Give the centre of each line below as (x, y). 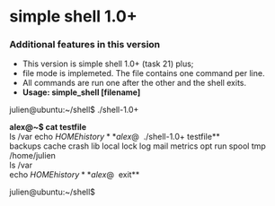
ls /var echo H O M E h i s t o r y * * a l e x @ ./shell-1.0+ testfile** (115, 137)
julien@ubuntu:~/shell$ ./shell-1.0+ (74, 110)
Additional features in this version (85, 45)
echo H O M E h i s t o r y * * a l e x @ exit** (75, 175)
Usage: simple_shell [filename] (81, 92)
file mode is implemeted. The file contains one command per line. (143, 73)
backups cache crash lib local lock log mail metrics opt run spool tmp (138, 146)
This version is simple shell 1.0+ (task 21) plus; (108, 64)
